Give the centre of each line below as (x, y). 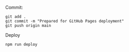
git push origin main (28, 25)
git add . (16, 17)
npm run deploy (21, 44)
